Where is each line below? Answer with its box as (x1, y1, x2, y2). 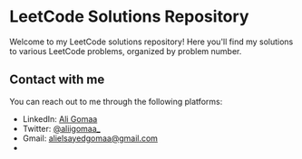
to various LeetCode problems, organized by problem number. (9, 45, 242, 56)
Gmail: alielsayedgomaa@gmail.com (22, 133, 159, 144)
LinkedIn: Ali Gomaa (22, 113, 98, 124)
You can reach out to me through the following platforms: (9, 96, 223, 107)
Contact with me (9, 72, 105, 88)
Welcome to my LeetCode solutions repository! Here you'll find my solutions (9, 36, 294, 47)
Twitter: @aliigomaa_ (22, 123, 102, 134)
